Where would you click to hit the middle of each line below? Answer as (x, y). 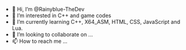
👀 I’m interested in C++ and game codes (62, 15)
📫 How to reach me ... (39, 41)
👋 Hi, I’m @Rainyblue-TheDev (48, 9)
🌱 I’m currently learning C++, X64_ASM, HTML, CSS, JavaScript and (96, 22)
